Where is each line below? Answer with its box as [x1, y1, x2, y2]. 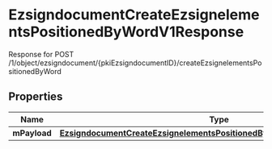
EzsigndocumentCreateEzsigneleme [8, 6, 261, 24]
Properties [8, 90, 63, 104]
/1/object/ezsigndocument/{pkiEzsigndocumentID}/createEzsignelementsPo [8, 58, 262, 68]
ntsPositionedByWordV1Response [8, 23, 244, 41]
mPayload [12, 127, 53, 139]
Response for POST [8, 49, 74, 59]
